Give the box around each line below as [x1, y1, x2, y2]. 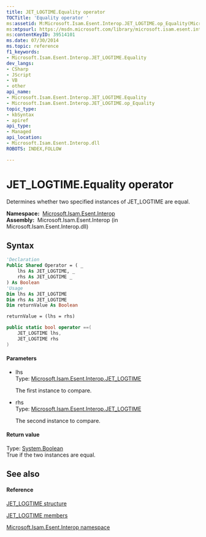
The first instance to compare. [15, 387, 92, 394]
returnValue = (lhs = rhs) [6, 313, 75, 319]
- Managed [6, 129, 32, 135]
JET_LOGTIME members [6, 511, 68, 519]
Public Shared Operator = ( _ [6, 262, 84, 268]
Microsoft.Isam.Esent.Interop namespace [6, 524, 110, 531]
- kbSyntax [6, 112, 34, 118]
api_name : [6, 89, 32, 95]
